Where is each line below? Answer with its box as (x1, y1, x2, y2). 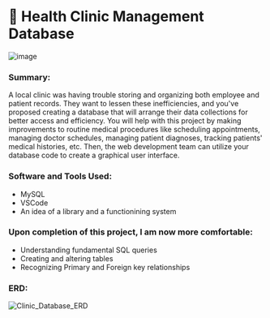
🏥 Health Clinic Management (8, 7, 204, 26)
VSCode (19, 198, 49, 208)
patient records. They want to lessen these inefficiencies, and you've (8, 99, 239, 109)
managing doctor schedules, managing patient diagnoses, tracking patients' (8, 133, 263, 143)
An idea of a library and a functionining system (19, 206, 177, 216)
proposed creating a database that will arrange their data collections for (8, 107, 249, 117)
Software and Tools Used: (8, 170, 112, 182)
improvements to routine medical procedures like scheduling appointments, (8, 125, 261, 135)
